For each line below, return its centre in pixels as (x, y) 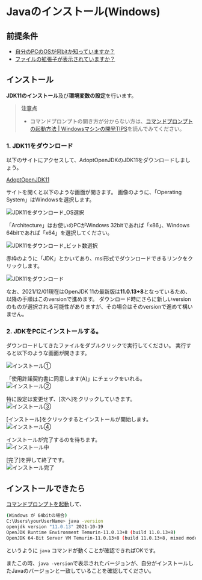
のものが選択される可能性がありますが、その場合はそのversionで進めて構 (97, 307)
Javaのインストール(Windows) (83, 12)
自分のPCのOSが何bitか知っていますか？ (65, 52)
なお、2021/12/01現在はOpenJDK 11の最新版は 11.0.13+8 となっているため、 (99, 292)
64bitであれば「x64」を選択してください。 (60, 233)
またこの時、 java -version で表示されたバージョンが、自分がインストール (97, 563)
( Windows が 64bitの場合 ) (37, 515)
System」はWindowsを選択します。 (50, 200)
